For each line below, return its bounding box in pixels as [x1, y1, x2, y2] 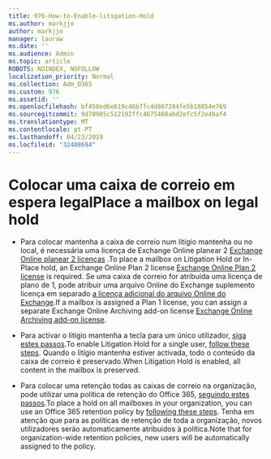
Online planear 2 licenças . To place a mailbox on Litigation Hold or [19, 254, 242, 264]
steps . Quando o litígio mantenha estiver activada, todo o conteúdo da [19, 348, 256, 358]
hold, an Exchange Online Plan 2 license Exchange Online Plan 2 [41, 263, 256, 273]
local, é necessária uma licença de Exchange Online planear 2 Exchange [19, 246, 263, 256]
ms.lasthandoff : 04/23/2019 [8, 133, 104, 141]
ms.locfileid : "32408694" [8, 140, 96, 149]
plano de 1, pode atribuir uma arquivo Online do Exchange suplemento [19, 280, 256, 290]
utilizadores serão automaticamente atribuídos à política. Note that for [19, 424, 252, 434]
